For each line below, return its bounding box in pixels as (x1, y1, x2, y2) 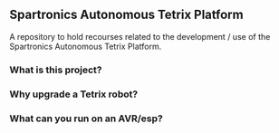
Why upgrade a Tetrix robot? (9, 88, 139, 100)
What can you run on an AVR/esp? (9, 112, 163, 125)
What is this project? (9, 63, 102, 76)
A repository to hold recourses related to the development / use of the (9, 31, 271, 42)
